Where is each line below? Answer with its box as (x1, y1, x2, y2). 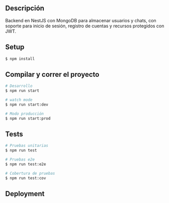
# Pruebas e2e (5, 157, 35, 162)
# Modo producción (5, 111, 44, 116)
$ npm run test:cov (5, 175, 46, 181)
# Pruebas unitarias (5, 143, 49, 148)
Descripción (5, 4, 44, 13)
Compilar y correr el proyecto (5, 70, 99, 79)
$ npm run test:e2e (5, 162, 46, 167)
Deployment (5, 189, 45, 198)
